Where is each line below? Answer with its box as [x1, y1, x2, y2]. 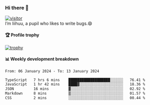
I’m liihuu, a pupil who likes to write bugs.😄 [5, 20, 92, 26]
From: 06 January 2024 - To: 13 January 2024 [5, 69, 99, 73]
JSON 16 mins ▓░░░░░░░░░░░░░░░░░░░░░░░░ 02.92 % [5, 87, 146, 91]
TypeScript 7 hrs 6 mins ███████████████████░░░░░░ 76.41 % [5, 77, 146, 82]
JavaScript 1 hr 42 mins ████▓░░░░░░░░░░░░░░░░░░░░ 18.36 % [5, 82, 146, 87]
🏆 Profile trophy [5, 32, 40, 38]
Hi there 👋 [5, 4, 29, 11]
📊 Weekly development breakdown [5, 56, 79, 62]
